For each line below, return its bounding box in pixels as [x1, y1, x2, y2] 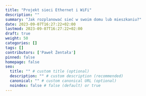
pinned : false [5, 54, 35, 60]
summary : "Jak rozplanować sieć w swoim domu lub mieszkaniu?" [5, 17, 142, 22]
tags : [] [5, 45, 24, 50]
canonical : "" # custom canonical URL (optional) [10, 78, 117, 83]
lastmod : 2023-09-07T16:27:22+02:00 [5, 26, 83, 31]
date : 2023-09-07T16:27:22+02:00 [5, 21, 76, 27]
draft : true [5, 31, 30, 36]
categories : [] [5, 41, 38, 46]
